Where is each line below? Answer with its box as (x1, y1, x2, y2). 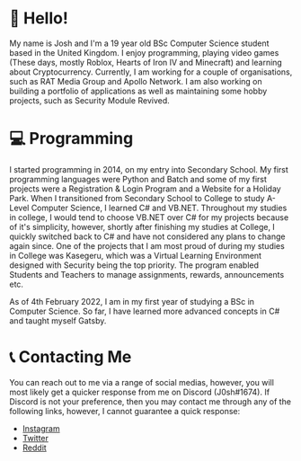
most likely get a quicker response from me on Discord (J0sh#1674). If (9, 386, 270, 397)
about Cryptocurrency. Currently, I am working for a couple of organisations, (9, 66, 293, 77)
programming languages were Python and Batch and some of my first (9, 173, 268, 184)
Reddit (22, 442, 47, 453)
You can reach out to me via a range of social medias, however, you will (9, 377, 274, 387)
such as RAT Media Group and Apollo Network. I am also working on (9, 75, 262, 86)
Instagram (22, 422, 60, 434)
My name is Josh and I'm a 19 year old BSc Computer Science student (9, 38, 270, 49)
